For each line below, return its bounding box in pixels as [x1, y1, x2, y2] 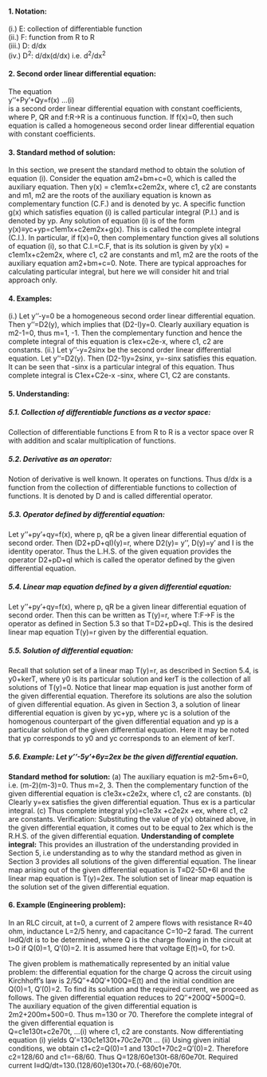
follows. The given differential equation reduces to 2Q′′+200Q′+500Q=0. [8, 993, 246, 1003]
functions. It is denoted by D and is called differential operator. [8, 491, 214, 500]
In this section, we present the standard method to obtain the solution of [8, 165, 245, 175]
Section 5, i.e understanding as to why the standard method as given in [8, 848, 242, 858]
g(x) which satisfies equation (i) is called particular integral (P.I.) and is [8, 207, 240, 217]
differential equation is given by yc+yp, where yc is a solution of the [8, 708, 231, 717]
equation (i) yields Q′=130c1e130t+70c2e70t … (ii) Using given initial [8, 1036, 231, 1045]
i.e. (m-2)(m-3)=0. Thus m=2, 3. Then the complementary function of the [8, 780, 249, 790]
